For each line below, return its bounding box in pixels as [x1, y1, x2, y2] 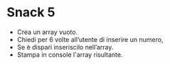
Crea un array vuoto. [16, 28, 78, 36]
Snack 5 [6, 4, 55, 21]
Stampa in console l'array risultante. [16, 50, 123, 59]
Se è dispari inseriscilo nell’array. [16, 43, 114, 51]
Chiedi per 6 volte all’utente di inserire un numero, [16, 35, 164, 43]
